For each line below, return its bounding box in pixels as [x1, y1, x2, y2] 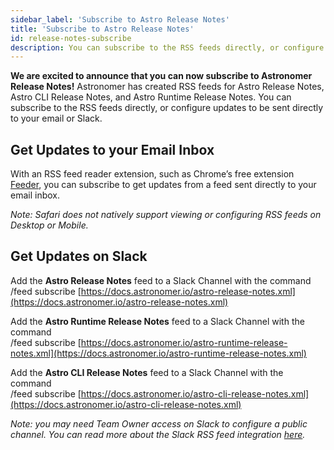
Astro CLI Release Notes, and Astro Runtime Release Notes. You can [10, 91, 292, 103]
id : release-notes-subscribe [10, 33, 132, 43]
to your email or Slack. [10, 112, 103, 125]
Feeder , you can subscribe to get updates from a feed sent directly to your [10, 179, 317, 191]
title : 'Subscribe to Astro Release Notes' [10, 24, 195, 34]
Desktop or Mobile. [10, 219, 89, 231]
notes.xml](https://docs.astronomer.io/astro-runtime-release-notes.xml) [10, 347, 307, 359]
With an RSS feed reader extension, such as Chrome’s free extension [10, 168, 295, 180]
